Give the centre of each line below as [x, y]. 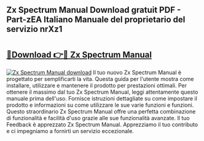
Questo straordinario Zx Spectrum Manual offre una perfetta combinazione [101, 112]
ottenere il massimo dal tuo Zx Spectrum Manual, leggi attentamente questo [102, 92]
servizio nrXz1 [34, 29]
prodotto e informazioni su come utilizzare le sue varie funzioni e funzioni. [100, 105]
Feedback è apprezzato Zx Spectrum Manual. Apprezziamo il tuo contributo [102, 124]
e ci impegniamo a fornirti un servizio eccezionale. [70, 131]
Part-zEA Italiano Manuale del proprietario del [96, 20]
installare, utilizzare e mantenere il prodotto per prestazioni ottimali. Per [97, 86]
